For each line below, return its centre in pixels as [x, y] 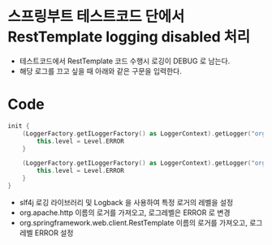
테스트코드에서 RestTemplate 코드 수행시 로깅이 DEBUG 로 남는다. [125, 61]
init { [19, 126]
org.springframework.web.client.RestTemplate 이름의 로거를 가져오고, [134, 222]
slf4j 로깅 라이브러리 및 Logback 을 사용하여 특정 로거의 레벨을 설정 [126, 202]
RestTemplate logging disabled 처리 [129, 37]
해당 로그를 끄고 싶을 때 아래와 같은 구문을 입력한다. [100, 71]
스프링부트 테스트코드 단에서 [96, 17]
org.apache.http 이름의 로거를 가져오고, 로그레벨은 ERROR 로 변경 [125, 213]
